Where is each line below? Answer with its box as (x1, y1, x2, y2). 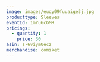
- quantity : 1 (11, 31, 46, 37)
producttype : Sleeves (6, 14, 60, 20)
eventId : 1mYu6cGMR (6, 19, 55, 25)
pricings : (6, 25, 31, 31)
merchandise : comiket (6, 47, 60, 53)
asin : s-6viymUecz (6, 42, 52, 48)
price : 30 (17, 36, 42, 42)
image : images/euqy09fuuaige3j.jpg (6, 8, 95, 15)
